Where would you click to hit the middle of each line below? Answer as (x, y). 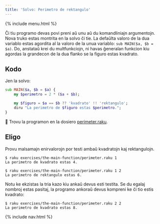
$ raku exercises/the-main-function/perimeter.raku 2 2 (63, 203)
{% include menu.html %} (31, 23)
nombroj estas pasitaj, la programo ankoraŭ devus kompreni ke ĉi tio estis (79, 189)
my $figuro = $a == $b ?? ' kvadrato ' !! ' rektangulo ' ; (71, 103)
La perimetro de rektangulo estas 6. (44, 175)
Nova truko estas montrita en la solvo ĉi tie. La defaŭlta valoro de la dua (77, 38)
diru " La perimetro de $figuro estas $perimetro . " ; (68, 108)
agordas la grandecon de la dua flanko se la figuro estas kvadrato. (72, 54)
